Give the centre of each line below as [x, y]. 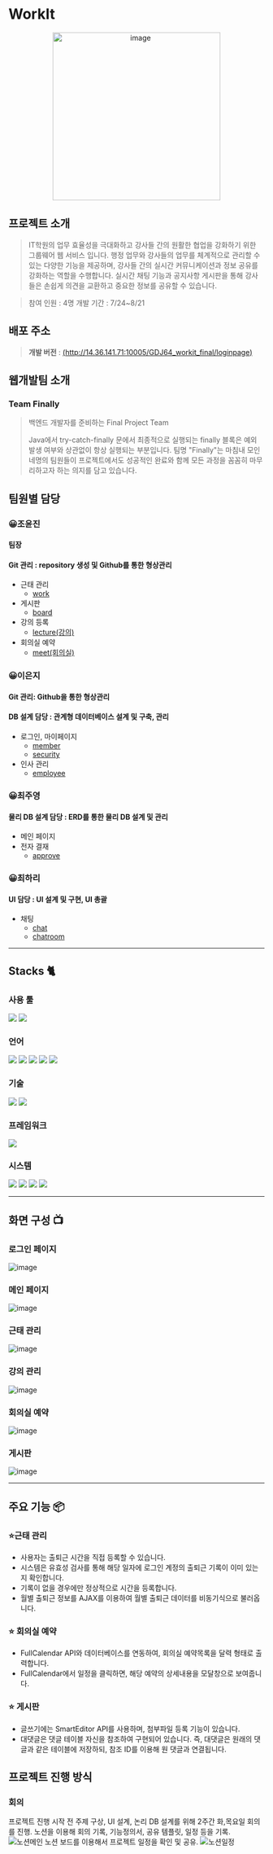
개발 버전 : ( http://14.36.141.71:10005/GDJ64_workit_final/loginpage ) [140, 352]
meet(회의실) [53, 653]
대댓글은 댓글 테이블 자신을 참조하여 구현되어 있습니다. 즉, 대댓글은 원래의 [136, 1738]
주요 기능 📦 [37, 1507]
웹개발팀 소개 [39, 380]
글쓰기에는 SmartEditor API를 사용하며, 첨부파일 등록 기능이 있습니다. [130, 1729]
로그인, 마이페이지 [48, 737]
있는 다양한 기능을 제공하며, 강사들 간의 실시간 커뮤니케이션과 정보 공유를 [143, 265]
